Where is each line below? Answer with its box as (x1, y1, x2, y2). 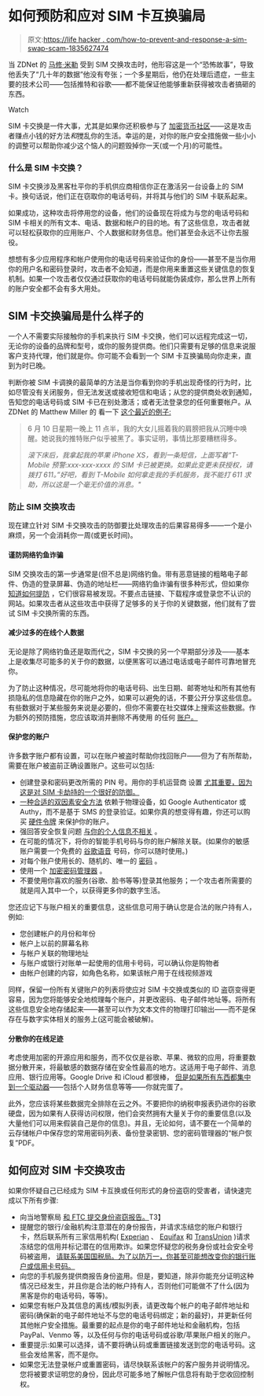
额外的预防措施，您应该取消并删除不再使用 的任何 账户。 (14, 712, 198, 722)
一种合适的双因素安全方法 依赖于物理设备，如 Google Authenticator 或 (19, 797, 247, 806)
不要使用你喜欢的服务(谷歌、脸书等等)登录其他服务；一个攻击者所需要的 (19, 876, 253, 885)
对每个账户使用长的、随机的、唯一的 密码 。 (19, 856, 162, 865)
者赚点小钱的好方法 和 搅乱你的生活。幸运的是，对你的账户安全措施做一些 (8, 130, 242, 140)
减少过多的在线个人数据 (8, 628, 84, 637)
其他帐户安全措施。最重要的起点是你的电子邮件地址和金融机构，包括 (19, 1320, 240, 1329)
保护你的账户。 (64, 817, 114, 826)
